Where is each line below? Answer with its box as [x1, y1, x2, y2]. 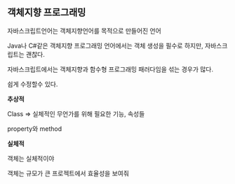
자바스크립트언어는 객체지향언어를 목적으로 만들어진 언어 [7, 27, 161, 35]
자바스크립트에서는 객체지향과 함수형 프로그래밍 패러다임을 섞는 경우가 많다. [7, 65, 214, 73]
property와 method [7, 125, 62, 133]
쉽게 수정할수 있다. [7, 80, 58, 88]
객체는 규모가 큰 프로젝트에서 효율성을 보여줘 [7, 169, 130, 177]
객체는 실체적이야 [7, 154, 55, 162]
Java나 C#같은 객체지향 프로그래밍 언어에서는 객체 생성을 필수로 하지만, [7, 41, 203, 50]
